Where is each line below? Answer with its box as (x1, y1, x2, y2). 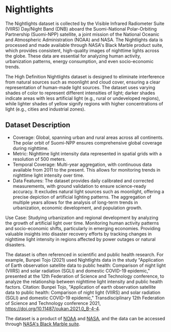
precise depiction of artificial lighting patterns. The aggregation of (12, 193, 152, 200)
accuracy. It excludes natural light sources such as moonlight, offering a (12, 188, 164, 195)
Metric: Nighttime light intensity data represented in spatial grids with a (12, 150, 162, 156)
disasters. (5, 241, 26, 247)
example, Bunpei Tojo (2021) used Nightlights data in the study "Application (5, 257, 164, 263)
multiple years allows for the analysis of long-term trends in (12, 199, 138, 205)
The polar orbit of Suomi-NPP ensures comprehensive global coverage (12, 140, 162, 146)
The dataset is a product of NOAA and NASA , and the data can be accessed (5, 315, 165, 321)
